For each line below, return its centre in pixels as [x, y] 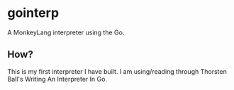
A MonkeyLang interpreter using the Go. [66, 32]
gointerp [33, 13]
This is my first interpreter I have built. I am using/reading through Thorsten [117, 71]
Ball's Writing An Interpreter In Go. [57, 79]
